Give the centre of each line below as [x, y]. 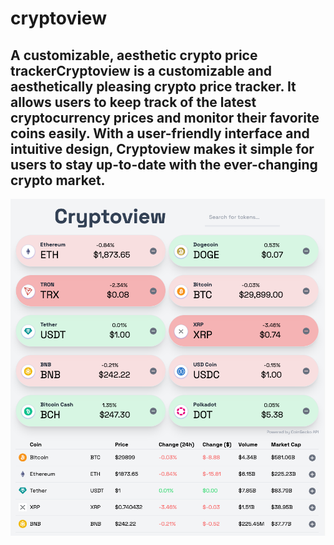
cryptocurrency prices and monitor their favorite [165, 117]
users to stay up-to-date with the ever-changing [164, 164]
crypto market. [58, 180]
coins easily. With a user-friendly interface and [160, 133]
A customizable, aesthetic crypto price [134, 55]
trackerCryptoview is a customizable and [141, 70]
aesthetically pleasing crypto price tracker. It [153, 86]
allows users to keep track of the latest [133, 102]
